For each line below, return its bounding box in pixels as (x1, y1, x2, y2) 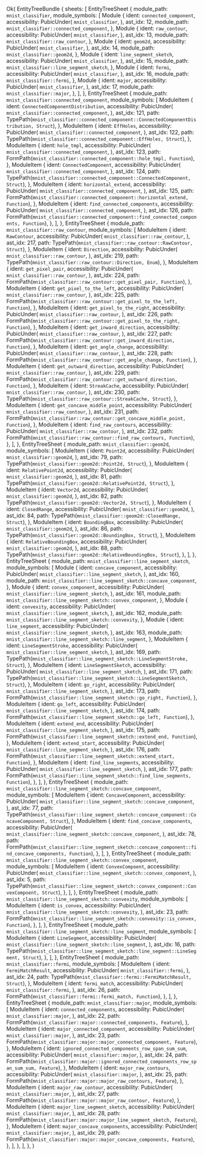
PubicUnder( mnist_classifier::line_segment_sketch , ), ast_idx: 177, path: (6, 766, 194, 772)
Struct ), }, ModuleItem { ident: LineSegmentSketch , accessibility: (6, 662, 167, 668)
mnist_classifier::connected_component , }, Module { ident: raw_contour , (6, 24, 188, 32)
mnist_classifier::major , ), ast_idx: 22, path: (6, 1012, 121, 1019)
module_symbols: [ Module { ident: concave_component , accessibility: (6, 564, 178, 571)
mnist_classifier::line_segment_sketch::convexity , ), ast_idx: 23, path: (6, 908, 189, 915)
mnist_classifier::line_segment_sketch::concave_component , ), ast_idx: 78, (6, 830, 197, 837)
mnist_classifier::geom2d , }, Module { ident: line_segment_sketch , (6, 51, 174, 57)
